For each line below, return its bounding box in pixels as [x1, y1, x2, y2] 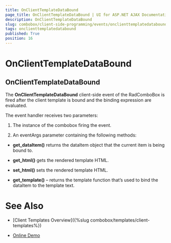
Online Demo [12, 232, 40, 238]
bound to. [12, 147, 33, 153]
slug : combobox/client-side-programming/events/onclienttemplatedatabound [5, 21, 167, 27]
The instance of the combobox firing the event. [12, 122, 112, 128]
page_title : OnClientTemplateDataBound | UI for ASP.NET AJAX [5, 12, 140, 17]
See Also [5, 200, 44, 212]
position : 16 [5, 36, 33, 41]
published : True [5, 31, 40, 36]
